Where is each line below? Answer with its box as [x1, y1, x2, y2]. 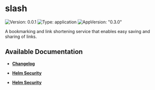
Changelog [12, 60, 35, 66]
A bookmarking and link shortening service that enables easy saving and [5, 28, 150, 34]
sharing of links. [5, 34, 37, 39]
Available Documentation [5, 48, 83, 56]
